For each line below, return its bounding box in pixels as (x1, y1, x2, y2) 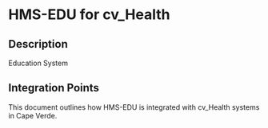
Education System (8, 58, 68, 68)
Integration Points (8, 81, 100, 95)
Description (8, 37, 68, 51)
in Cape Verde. (8, 111, 58, 120)
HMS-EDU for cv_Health (8, 6, 170, 24)
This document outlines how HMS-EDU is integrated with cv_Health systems (8, 102, 260, 112)
